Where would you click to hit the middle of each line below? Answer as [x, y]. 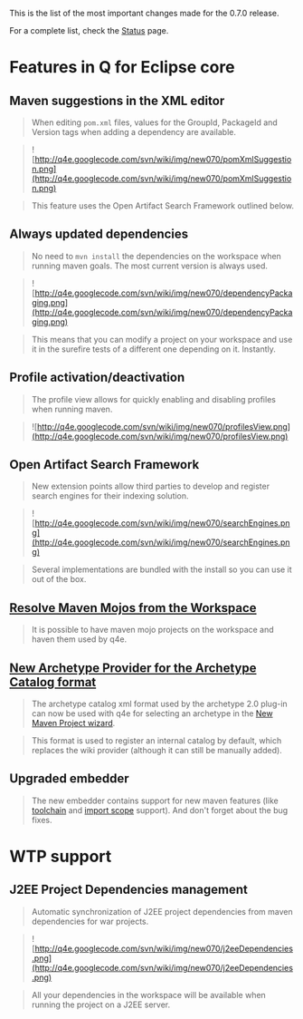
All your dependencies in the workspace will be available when [149, 995]
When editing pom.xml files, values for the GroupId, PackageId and [154, 122]
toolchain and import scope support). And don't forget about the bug [160, 810]
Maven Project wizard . [73, 723]
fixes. [42, 820]
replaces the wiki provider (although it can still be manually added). [156, 751]
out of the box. [59, 579]
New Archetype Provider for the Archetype [133, 668]
